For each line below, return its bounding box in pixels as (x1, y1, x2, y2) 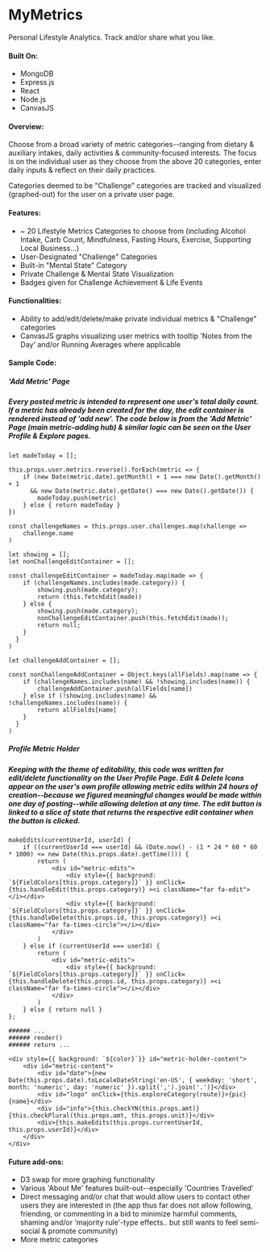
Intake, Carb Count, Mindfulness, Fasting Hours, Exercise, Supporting (19, 234, 251, 244)
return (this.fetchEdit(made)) (37, 593, 143, 601)
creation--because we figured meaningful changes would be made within (8, 789, 262, 800)
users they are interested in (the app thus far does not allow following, (19, 1200, 253, 1210)
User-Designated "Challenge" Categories (19, 252, 157, 262)
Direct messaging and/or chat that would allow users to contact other (19, 1192, 251, 1202)
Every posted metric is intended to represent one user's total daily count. (8, 397, 260, 407)
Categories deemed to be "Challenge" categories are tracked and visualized (8, 181, 262, 191)
